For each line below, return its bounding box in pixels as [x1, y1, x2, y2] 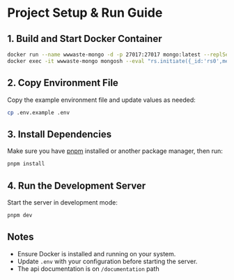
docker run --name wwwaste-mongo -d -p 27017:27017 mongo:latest [7, 51, 201, 58]
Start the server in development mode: [7, 198, 118, 207]
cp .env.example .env [7, 109, 70, 116]
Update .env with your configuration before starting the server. [17, 257, 198, 265]
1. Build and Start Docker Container [7, 33, 162, 45]
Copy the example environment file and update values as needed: [7, 96, 196, 104]
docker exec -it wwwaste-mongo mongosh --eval [7, 57, 145, 64]
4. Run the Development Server [7, 179, 146, 191]
